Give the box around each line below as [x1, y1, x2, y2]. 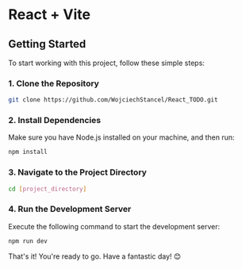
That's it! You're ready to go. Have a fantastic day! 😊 [8, 252, 182, 261]
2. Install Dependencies [8, 115, 102, 126]
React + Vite [8, 6, 91, 24]
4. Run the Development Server [8, 204, 132, 215]
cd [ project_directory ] [8, 185, 87, 193]
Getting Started [8, 37, 86, 51]
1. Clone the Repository [8, 78, 99, 89]
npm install [8, 148, 48, 156]
